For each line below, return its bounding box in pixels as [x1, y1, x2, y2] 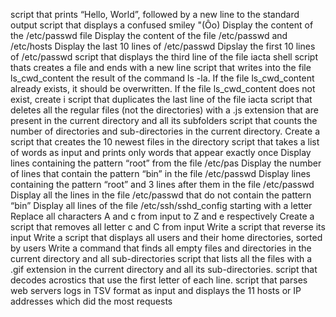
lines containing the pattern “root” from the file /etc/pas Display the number [10, 157, 322, 169]
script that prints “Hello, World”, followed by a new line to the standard [10, 9, 300, 20]
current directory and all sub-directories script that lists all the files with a [10, 253, 313, 264]
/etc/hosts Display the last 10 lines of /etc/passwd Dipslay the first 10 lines [10, 40, 316, 52]
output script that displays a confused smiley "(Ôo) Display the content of [10, 19, 314, 31]
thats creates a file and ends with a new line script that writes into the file [10, 62, 312, 73]
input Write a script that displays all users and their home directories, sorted [10, 232, 323, 243]
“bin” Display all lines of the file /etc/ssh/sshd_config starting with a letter [10, 200, 313, 211]
